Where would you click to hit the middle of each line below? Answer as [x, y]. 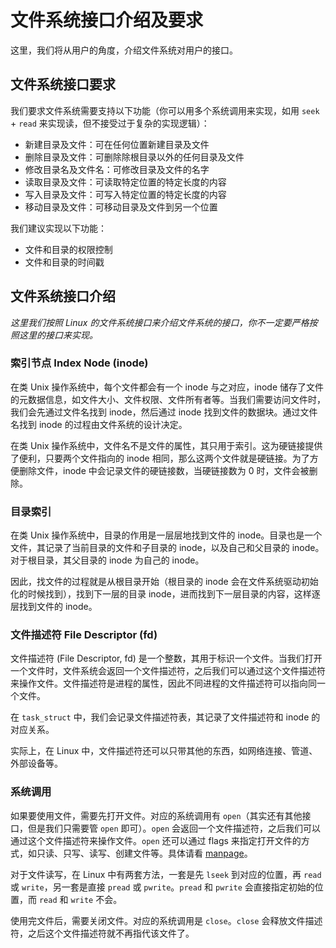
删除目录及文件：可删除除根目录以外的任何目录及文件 [134, 157]
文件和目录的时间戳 [64, 262]
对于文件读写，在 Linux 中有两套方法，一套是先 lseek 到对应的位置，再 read [166, 874]
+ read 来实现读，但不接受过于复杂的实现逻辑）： [110, 123]
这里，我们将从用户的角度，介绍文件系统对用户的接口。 [124, 50]
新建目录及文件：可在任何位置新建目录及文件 [117, 144]
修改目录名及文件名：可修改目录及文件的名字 [117, 169]
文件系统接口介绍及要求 [107, 20]
